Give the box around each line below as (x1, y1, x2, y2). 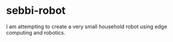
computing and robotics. (6, 29, 66, 36)
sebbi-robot (6, 4, 66, 17)
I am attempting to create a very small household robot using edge (6, 23, 168, 30)
